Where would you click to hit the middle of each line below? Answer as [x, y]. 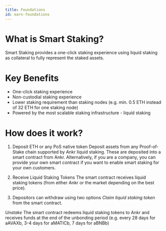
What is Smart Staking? [55, 39]
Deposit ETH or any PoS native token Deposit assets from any [75, 147]
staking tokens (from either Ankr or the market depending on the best [83, 183]
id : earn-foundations [28, 14]
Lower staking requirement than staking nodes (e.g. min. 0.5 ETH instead [87, 102]
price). [19, 188]
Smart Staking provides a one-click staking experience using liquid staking [81, 53]
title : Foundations [25, 10]
